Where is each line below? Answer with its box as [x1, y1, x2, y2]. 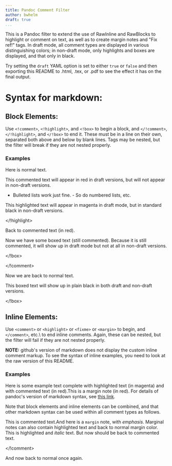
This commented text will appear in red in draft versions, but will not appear [5, 177, 165, 183]
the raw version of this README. [5, 358, 74, 364]
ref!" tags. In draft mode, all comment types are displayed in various [5, 42, 149, 48]
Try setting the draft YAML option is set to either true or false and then [5, 63, 158, 69]
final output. [5, 74, 31, 80]
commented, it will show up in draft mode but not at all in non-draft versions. [5, 242, 167, 249]
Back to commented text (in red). [5, 227, 75, 234]
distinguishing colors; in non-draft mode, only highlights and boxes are [5, 47, 155, 54]
